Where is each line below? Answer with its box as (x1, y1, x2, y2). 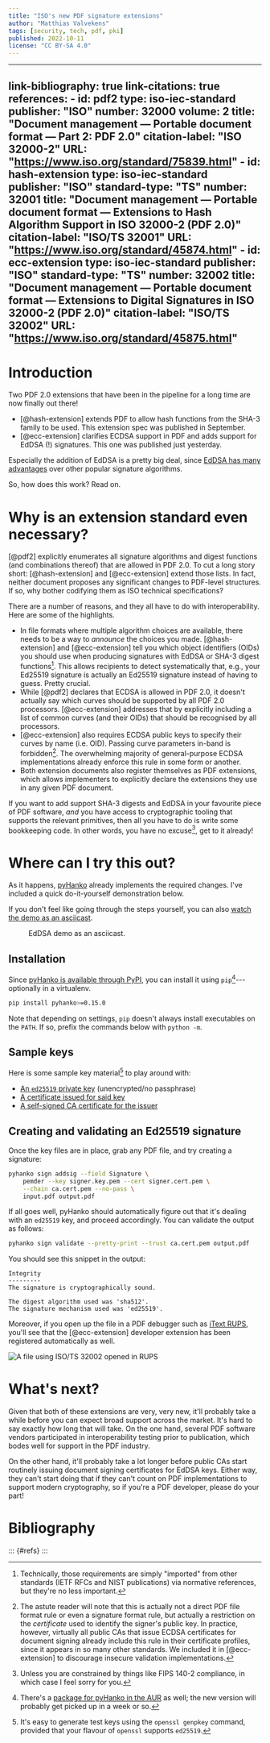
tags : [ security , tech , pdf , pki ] (8, 27, 125, 35)
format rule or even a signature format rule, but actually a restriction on (19, 1610, 256, 1620)
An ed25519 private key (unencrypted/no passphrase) (19, 1084, 197, 1093)
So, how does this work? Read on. (8, 480, 121, 489)
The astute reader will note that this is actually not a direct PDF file (19, 1602, 240, 1612)
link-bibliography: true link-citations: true (8, 79, 220, 93)
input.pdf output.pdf (22, 1192, 95, 1200)
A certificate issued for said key (19, 1092, 125, 1102)
